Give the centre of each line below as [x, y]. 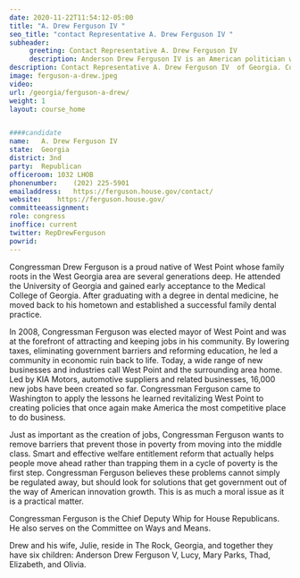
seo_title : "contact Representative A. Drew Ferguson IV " [121, 34]
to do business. [37, 417]
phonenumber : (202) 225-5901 [69, 183]
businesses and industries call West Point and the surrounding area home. [146, 370]
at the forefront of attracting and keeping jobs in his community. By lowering [150, 341]
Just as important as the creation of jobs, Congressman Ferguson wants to [146, 434]
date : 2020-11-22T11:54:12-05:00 [71, 17]
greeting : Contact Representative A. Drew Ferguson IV [133, 51]
